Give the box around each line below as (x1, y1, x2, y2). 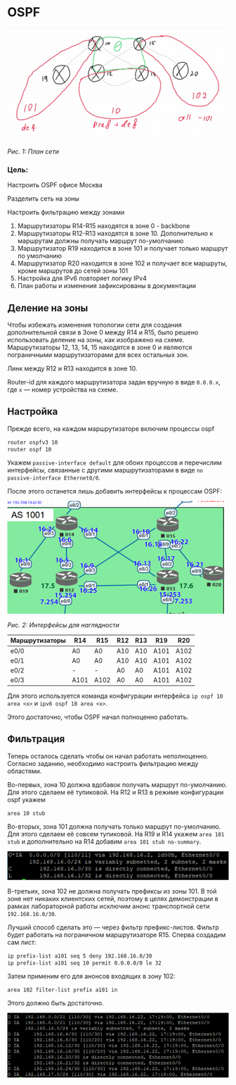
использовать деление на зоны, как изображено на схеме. (7, 336, 185, 344)
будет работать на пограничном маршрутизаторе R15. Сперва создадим (7, 930, 226, 939)
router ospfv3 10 (7, 439, 58, 446)
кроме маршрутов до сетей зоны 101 (17, 267, 129, 275)
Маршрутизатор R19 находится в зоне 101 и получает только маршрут (17, 244, 228, 253)
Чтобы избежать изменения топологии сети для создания (7, 321, 183, 329)
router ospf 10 (7, 446, 52, 453)
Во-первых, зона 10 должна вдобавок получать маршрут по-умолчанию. (7, 780, 228, 789)
